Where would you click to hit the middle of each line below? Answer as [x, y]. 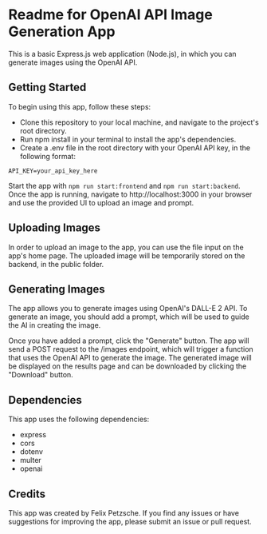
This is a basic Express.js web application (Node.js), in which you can [122, 54]
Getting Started [47, 88]
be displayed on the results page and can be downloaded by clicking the [128, 366]
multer [30, 460]
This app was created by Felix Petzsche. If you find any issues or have [124, 513]
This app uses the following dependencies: [79, 419]
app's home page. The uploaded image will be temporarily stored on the [127, 255]
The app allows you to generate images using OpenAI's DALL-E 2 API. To [128, 309]
